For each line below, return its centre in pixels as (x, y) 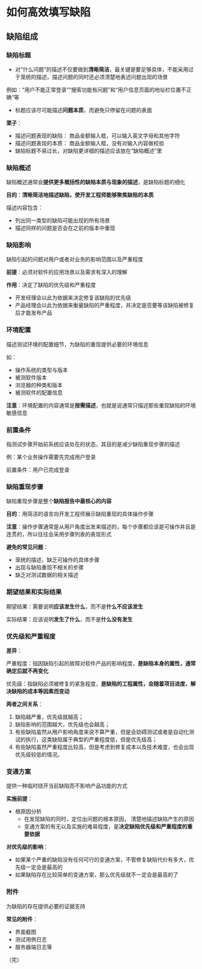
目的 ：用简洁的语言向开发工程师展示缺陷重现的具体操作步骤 (80, 514)
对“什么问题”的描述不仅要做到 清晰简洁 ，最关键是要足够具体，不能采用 (102, 69)
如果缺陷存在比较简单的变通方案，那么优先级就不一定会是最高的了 (96, 875)
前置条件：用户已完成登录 (38, 470)
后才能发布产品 (33, 313)
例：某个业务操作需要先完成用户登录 (51, 457)
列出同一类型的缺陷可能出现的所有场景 (62, 221)
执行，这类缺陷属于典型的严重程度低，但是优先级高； (91, 739)
